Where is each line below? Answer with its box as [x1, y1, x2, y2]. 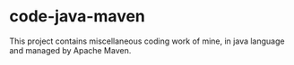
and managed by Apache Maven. [9, 45, 132, 55]
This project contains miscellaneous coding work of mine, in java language [9, 36, 285, 46]
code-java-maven [9, 6, 146, 27]
